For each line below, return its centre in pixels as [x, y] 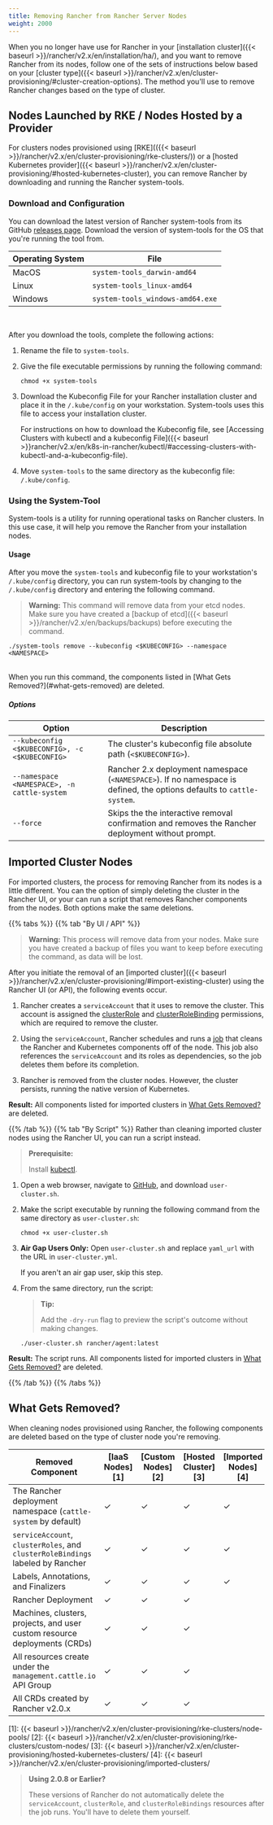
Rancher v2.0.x [41, 1708]
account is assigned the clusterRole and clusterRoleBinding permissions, [142, 1014]
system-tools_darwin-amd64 [144, 272]
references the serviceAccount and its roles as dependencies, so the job [141, 1055]
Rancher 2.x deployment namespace [178, 770]
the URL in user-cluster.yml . [69, 1256]
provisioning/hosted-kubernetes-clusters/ [78, 1754]
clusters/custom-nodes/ [49, 1745]
